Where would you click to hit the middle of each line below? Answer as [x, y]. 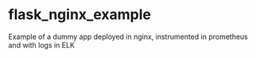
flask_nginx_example [80, 15]
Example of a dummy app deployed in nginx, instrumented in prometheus [128, 37]
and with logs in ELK [42, 44]
